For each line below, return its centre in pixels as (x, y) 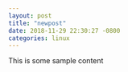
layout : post (30, 16)
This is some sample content (56, 61)
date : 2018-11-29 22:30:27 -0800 (64, 30)
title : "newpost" (37, 23)
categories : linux (39, 38)
